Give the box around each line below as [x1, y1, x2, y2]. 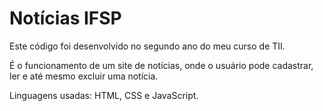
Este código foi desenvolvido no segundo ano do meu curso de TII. [9, 40, 286, 52]
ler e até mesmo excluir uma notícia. [9, 70, 159, 82]
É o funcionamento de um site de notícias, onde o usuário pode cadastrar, [9, 59, 314, 71]
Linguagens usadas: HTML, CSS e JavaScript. [9, 89, 199, 101]
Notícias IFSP [9, 7, 122, 30]
